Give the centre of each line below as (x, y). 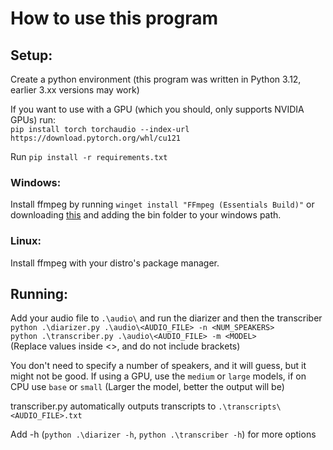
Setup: (31, 55)
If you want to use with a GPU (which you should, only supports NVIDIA (157, 109)
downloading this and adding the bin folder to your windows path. (146, 215)
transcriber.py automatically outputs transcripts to (113, 406)
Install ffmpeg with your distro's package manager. (115, 263)
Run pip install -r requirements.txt (89, 156)
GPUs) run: (33, 120)
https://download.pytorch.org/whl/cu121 (96, 138)
